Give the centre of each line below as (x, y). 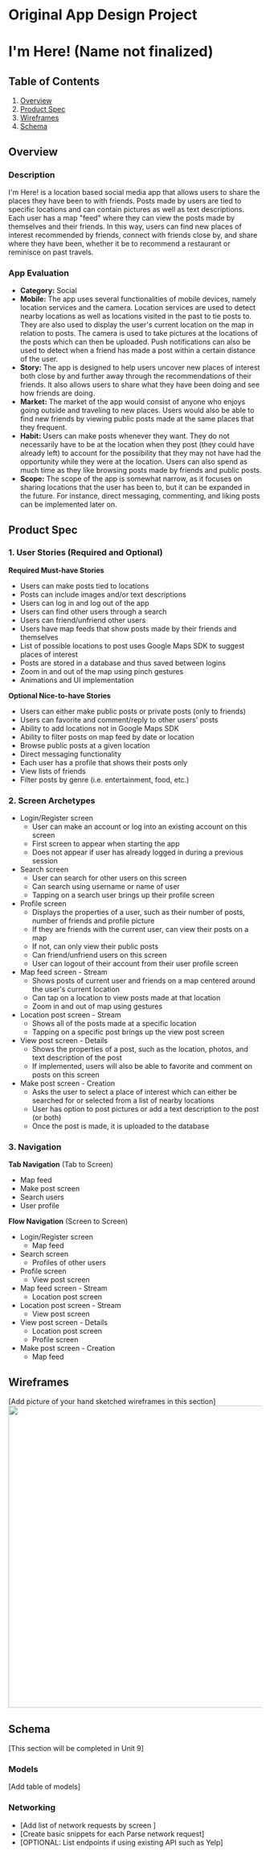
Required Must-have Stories (56, 570)
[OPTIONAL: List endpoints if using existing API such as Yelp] (121, 1842)
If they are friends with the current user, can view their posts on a (140, 930)
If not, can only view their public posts (95, 946)
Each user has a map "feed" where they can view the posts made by (122, 217)
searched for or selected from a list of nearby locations (123, 1100)
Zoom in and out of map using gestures (97, 1006)
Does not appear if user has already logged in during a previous (137, 852)
